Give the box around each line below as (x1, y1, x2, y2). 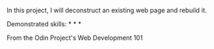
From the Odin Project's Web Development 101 (6, 33, 143, 42)
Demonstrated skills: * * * (6, 20, 81, 28)
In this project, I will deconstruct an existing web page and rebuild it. (6, 6, 208, 14)
